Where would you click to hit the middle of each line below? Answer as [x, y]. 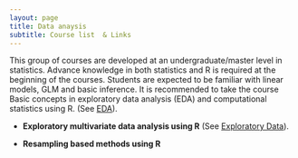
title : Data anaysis [48, 26]
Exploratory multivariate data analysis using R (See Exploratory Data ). [156, 126]
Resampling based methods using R [91, 144]
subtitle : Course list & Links [70, 35]
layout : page [34, 18]
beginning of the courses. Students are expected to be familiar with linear [146, 80]
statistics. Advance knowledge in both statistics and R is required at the [143, 70]
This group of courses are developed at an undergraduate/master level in [146, 61]
